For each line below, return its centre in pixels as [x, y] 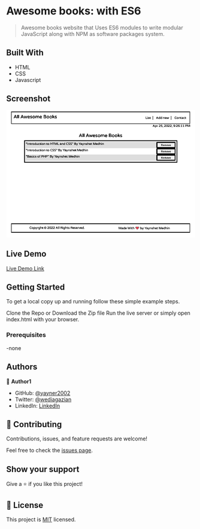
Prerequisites [26, 335]
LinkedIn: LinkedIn [37, 406]
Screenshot [28, 99]
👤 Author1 [19, 381]
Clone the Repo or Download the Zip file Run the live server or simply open [98, 313]
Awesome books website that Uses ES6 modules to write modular [102, 28]
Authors [22, 367]
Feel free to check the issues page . [49, 451]
